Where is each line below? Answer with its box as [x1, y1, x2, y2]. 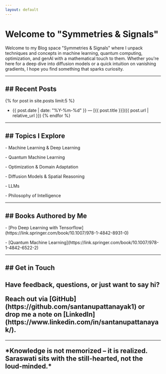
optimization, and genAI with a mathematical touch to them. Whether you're [5, 55, 159, 61]
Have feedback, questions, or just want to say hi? [5, 280, 160, 289]
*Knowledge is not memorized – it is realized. [5, 346, 148, 355]
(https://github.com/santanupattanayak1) [5, 302, 137, 311]
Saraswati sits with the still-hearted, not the [5, 354, 143, 363]
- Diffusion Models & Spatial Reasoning [5, 173, 85, 179]
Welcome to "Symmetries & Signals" [5, 28, 159, 40]
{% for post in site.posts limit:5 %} [5, 98, 75, 104]
